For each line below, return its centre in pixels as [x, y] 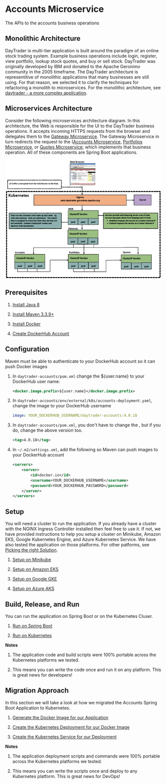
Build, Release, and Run [42, 604]
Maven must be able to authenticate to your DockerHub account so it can [80, 361]
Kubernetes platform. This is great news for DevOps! [66, 776]
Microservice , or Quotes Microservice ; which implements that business [78, 147]
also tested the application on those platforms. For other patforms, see [77, 545]
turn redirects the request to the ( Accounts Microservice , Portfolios [74, 142]
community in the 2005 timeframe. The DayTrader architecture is [72, 72]
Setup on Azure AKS [33, 588]
